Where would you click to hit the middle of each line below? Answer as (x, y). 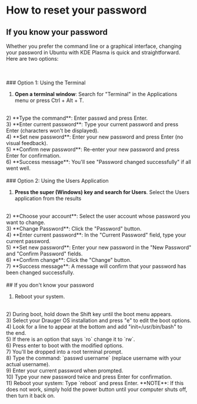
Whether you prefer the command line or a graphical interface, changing (94, 46)
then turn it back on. (31, 395)
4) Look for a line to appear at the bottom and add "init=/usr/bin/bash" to (94, 327)
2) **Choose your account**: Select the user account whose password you (98, 216)
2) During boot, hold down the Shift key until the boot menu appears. (89, 314)
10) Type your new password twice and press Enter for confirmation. (89, 377)
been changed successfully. (40, 272)
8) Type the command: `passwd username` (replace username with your (94, 358)
